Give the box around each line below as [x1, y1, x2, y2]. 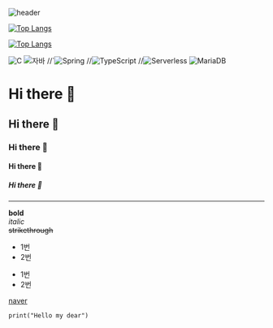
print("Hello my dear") [8, 312, 89, 320]
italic [8, 217, 25, 227]
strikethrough [8, 226, 54, 235]
